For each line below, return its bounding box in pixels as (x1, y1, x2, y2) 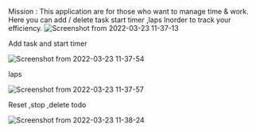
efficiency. (8, 24, 43, 32)
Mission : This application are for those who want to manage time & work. (8, 7, 249, 16)
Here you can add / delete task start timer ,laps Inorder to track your (8, 15, 232, 25)
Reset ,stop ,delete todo (8, 100, 87, 109)
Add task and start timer (8, 39, 87, 48)
